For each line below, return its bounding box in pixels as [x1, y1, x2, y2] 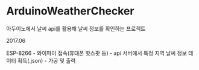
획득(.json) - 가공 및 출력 [17, 57, 76, 64]
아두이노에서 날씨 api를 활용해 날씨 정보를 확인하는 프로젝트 [6, 25, 146, 32]
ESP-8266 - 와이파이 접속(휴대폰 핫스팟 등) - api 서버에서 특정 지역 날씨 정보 [6, 49, 187, 57]
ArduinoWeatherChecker [6, 4, 134, 18]
